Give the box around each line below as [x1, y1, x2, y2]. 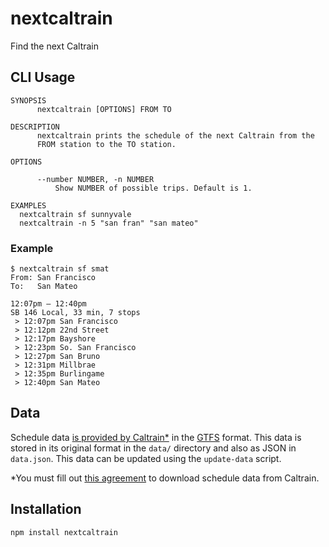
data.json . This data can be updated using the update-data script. [10, 452, 282, 464]
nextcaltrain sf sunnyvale [19, 209, 132, 219]
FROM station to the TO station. [36, 139, 177, 149]
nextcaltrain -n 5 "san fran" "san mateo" [19, 218, 199, 228]
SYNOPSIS [10, 95, 47, 106]
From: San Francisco [10, 273, 97, 283]
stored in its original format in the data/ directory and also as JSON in [10, 442, 297, 454]
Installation [10, 501, 82, 518]
